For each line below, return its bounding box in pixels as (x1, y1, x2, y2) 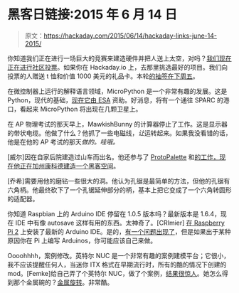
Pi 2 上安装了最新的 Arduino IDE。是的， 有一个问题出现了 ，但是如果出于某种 (7, 227, 231, 235)
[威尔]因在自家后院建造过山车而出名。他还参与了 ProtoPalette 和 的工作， (7, 152, 220, 161)
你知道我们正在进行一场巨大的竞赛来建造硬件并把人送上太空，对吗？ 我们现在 (7, 54, 232, 63)
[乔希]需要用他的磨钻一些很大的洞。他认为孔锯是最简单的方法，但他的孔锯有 (7, 176, 230, 185)
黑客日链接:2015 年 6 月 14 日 (7, 6, 178, 23)
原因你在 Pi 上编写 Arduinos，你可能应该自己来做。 (7, 236, 157, 245)
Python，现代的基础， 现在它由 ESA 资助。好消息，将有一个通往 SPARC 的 (7, 95, 224, 104)
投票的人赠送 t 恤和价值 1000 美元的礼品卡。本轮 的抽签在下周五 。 (7, 72, 199, 80)
